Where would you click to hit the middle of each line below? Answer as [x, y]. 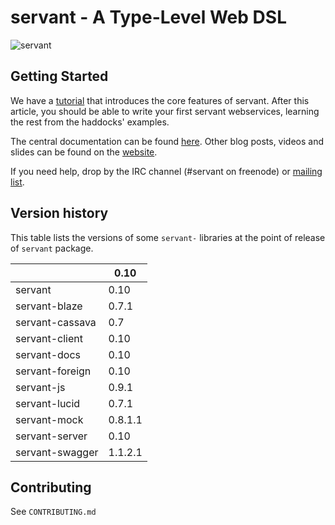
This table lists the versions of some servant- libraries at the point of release [168, 237]
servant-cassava [56, 322]
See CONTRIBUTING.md [53, 512]
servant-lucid [48, 403]
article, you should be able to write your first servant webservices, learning [165, 111]
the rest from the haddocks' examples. [90, 122]
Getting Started [59, 76]
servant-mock [49, 419]
